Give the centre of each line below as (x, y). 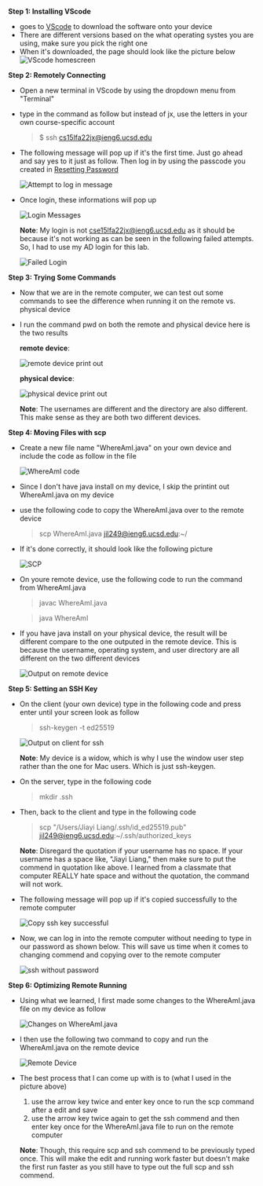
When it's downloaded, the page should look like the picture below (127, 51)
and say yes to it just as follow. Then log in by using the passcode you (132, 161)
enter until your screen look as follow (79, 712)
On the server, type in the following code (85, 782)
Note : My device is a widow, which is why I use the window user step (131, 758)
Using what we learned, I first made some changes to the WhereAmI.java (137, 1000)
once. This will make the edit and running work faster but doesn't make (134, 1159)
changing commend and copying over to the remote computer (120, 955)
